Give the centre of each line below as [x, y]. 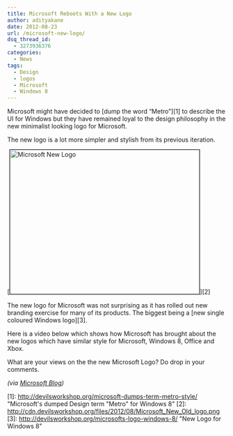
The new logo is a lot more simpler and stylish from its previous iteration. [111, 140]
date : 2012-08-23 [32, 27]
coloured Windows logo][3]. [47, 320]
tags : [15, 66]
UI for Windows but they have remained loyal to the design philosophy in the [116, 119]
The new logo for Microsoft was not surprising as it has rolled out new [107, 306]
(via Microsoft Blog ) [36, 383]
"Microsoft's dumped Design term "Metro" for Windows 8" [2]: [97, 404]
